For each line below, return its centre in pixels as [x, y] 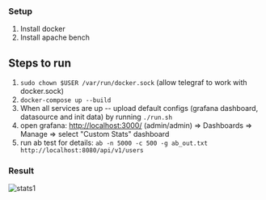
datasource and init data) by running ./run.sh [96, 117]
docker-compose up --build [65, 100]
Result [21, 171]
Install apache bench [55, 37]
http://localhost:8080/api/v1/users [82, 151]
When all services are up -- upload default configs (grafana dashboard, [139, 109]
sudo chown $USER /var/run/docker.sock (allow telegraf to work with [134, 83]
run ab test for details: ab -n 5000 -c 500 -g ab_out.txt [114, 143]
